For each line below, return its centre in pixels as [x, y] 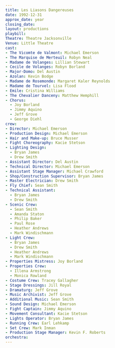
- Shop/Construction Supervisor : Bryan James [54, 176]
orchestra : [17, 337]
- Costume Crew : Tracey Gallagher [42, 280]
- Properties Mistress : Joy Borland [44, 262]
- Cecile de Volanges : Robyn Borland [45, 67]
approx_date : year [25, 19]
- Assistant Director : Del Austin [42, 162]
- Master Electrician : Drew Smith [42, 181]
